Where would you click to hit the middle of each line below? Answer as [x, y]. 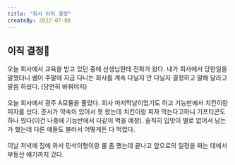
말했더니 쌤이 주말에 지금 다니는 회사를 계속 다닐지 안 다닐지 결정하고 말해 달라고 [117, 78]
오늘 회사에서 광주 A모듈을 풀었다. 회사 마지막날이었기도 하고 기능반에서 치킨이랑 [117, 103]
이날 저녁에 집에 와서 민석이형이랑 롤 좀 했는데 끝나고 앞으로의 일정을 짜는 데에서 [117, 146]
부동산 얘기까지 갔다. [36, 154]
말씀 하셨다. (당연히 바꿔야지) [47, 87]
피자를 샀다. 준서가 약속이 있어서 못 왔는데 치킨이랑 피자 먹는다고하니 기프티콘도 [116, 112]
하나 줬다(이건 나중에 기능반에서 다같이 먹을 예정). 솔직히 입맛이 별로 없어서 [110, 121]
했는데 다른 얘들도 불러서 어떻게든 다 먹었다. [75, 129]
